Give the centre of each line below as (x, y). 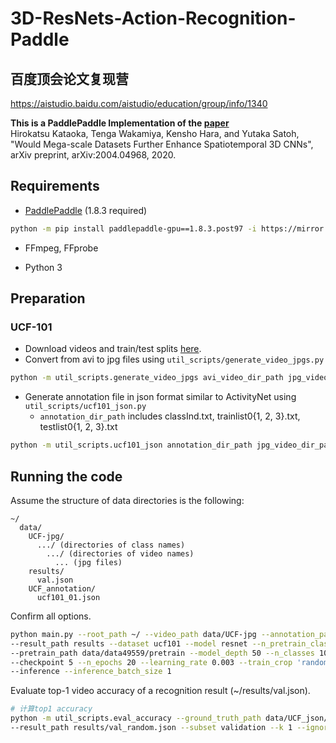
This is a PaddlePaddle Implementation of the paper (120, 123)
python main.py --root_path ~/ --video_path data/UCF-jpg (133, 634)
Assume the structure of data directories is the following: (127, 500)
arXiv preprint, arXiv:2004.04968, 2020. (93, 155)
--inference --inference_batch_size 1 (91, 672)
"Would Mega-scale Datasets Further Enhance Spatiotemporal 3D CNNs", (162, 144)
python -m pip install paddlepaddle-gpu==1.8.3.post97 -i (133, 228)
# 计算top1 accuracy (51, 709)
